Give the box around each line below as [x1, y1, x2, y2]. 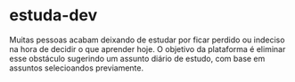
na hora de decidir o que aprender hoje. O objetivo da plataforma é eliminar [9, 43, 286, 54]
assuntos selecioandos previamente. [9, 63, 144, 73]
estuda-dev [9, 5, 98, 26]
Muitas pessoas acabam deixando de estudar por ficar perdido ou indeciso [9, 34, 285, 45]
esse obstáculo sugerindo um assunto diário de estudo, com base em [9, 53, 266, 63]
